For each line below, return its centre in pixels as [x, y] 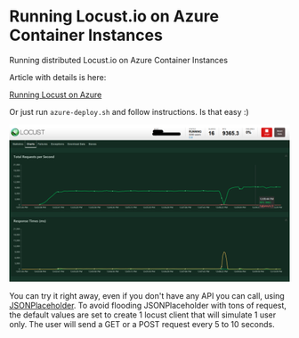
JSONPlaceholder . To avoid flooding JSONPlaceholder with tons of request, [148, 306]
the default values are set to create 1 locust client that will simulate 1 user [143, 315]
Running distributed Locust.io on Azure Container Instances [119, 60]
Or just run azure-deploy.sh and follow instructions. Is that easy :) [129, 111]
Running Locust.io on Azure [114, 16]
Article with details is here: [58, 77]
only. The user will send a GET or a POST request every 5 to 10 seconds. [142, 325]
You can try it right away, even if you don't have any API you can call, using [147, 296]
